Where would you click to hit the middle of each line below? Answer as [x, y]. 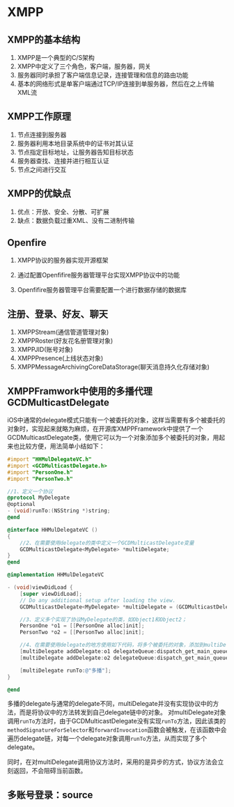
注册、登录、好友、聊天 [57, 314]
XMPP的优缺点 [39, 193]
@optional [22, 505]
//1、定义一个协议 [30, 491]
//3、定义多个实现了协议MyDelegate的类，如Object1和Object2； [103, 620]
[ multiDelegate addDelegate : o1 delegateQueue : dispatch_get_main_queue [124, 652]
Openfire [27, 243]
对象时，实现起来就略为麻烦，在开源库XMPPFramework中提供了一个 [106, 429]
